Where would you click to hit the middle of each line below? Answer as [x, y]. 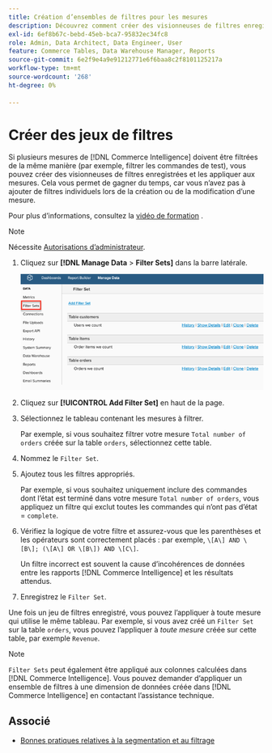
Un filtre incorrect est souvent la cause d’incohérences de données [132, 564]
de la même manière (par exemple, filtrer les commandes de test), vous [127, 166]
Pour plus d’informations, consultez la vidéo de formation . [106, 216]
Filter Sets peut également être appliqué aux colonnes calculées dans [127, 670]
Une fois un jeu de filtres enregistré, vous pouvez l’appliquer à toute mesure [135, 613]
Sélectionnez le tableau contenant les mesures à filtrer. [112, 419]
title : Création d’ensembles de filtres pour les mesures [108, 17]
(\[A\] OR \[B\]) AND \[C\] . [90, 548]
